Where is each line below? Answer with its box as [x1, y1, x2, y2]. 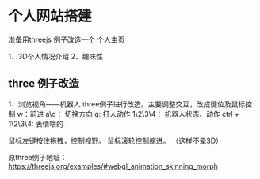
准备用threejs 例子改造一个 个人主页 [8, 35, 125, 44]
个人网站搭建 [8, 7, 93, 25]
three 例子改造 [8, 76, 79, 91]
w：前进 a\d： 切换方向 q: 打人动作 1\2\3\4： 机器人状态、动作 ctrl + [17, 109, 240, 118]
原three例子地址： [8, 152, 67, 162]
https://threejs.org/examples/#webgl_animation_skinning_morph [8, 161, 218, 170]
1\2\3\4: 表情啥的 [8, 119, 64, 129]
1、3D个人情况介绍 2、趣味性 [8, 51, 103, 61]
